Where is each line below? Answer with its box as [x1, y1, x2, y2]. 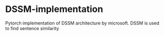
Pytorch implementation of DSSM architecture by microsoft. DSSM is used [5, 20, 159, 26]
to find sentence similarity [5, 25, 60, 31]
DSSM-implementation [5, 3, 103, 15]
